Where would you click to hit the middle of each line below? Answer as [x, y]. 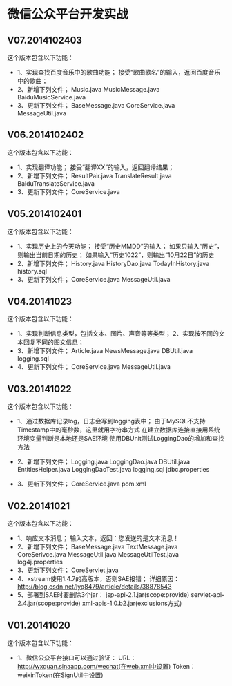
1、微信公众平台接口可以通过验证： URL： [77, 658]
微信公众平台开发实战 [68, 14]
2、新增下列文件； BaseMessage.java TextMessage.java [97, 547]
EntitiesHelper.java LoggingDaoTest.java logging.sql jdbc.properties [113, 470]
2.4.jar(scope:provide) [49, 603]
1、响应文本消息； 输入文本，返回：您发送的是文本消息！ [98, 538]
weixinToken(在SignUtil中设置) [60, 675]
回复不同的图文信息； [54, 342]
